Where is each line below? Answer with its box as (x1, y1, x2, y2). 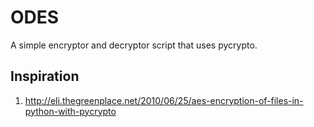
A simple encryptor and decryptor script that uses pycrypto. (10, 39, 258, 51)
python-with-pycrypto (24, 105, 117, 117)
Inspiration (10, 68, 80, 85)
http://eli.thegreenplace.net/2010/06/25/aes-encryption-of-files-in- (24, 94, 304, 106)
